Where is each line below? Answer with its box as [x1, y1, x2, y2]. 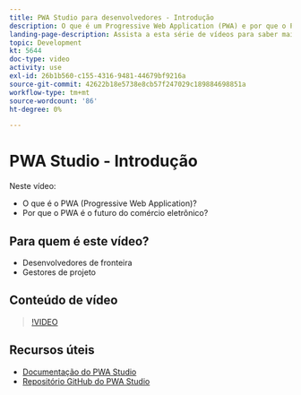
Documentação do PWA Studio [21, 366, 137, 377]
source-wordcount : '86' [9, 96, 99, 106]
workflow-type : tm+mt [9, 88, 90, 97]
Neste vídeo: [9, 181, 56, 192]
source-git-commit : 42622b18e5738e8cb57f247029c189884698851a [9, 80, 246, 89]
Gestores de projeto [21, 267, 97, 278]
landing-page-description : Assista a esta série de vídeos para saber [9, 30, 279, 39]
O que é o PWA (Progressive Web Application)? [21, 198, 197, 209]
